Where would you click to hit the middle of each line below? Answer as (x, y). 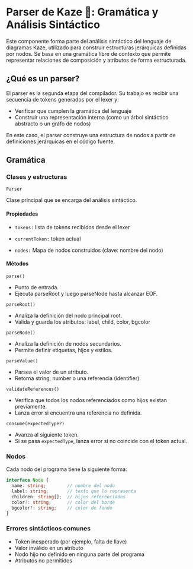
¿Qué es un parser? (43, 79)
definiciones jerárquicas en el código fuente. (61, 141)
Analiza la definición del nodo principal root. (68, 315)
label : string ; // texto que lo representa (74, 491)
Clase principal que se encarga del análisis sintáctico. (72, 200)
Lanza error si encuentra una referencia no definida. (78, 413)
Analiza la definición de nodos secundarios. (68, 343)
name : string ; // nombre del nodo (63, 486)
